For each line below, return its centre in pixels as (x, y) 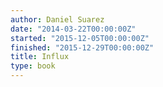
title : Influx (40, 57)
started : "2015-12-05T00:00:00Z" (80, 38)
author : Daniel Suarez (57, 19)
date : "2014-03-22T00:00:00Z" (73, 29)
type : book (33, 66)
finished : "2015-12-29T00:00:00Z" (82, 47)
